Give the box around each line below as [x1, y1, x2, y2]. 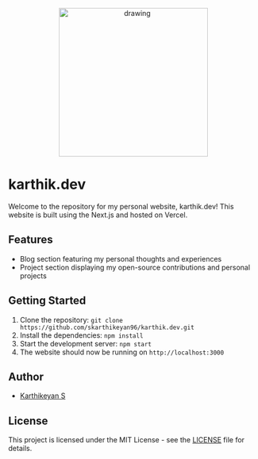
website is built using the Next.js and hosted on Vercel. [8, 210, 188, 220]
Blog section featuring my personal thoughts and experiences [19, 254, 222, 263]
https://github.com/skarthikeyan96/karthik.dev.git [19, 323, 194, 331]
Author [8, 369, 44, 384]
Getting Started [8, 294, 87, 308]
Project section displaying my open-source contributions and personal [19, 262, 251, 272]
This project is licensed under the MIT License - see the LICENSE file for [8, 435, 245, 445]
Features [8, 233, 53, 247]
